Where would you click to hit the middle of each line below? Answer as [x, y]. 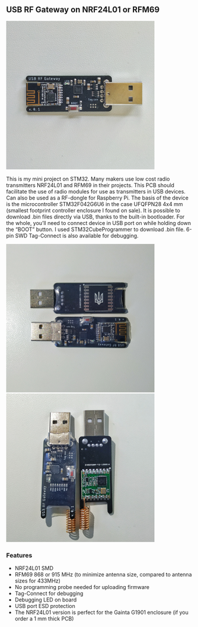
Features [19, 555]
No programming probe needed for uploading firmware [82, 587]
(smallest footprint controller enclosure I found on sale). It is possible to [93, 210]
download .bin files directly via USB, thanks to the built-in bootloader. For [95, 217]
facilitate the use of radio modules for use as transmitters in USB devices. [96, 191]
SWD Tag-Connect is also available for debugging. [77, 235]
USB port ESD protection [45, 606]
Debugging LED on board [46, 600]
